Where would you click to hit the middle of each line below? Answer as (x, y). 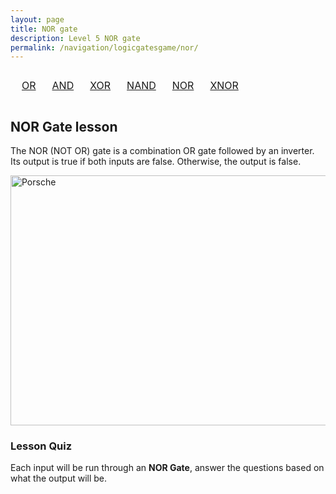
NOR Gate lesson (64, 126)
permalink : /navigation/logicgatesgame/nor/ (104, 47)
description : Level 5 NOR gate (75, 38)
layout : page (37, 19)
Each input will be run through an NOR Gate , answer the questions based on (167, 468)
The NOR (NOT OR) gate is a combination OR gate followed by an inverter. (162, 151)
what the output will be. (59, 478)
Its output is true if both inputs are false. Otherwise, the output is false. (156, 162)
